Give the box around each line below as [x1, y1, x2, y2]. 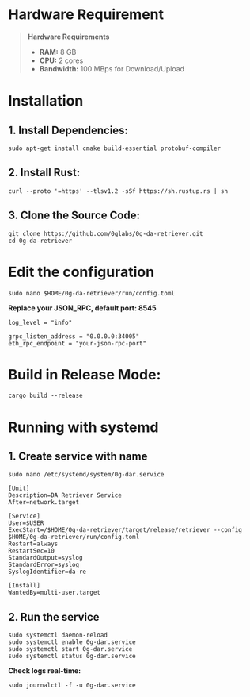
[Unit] [8, 484, 30, 493]
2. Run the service [8, 610, 100, 624]
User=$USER [8, 519, 44, 527]
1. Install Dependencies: [8, 123, 129, 137]
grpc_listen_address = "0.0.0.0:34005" [8, 332, 140, 341]
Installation [8, 92, 84, 110]
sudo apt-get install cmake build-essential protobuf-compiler [8, 144, 222, 152]
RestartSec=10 [8, 547, 55, 555]
